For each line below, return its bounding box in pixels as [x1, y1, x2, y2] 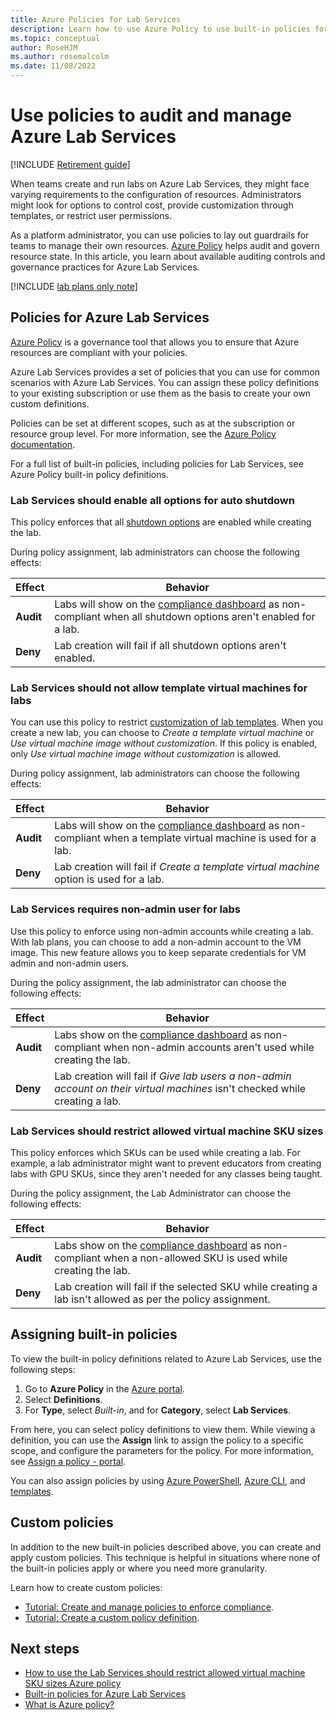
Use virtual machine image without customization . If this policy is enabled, [10, 737, 318, 750]
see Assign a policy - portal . [10, 1455, 127, 1467]
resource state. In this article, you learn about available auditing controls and [10, 250, 326, 262]
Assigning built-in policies [10, 1326, 178, 1343]
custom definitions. [10, 397, 90, 410]
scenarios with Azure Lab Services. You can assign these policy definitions [10, 376, 320, 388]
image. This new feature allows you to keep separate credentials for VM [10, 946, 307, 958]
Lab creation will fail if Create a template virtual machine [54, 860, 320, 874]
